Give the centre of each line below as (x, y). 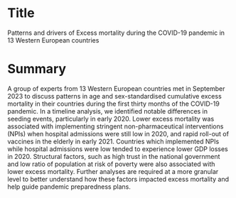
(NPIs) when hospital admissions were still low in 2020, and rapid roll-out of (118, 133)
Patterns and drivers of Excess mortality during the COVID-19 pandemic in (116, 33)
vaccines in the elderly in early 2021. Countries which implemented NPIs (113, 141)
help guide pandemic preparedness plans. (69, 187)
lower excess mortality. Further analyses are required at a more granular (113, 171)
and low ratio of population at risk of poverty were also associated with (111, 164)
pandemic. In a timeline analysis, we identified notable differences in (108, 111)
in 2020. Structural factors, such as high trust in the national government (114, 156)
